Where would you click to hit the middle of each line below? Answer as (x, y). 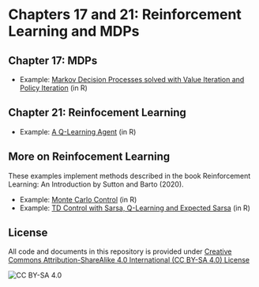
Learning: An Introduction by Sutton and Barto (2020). (96, 184)
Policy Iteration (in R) (54, 88)
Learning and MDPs (74, 31)
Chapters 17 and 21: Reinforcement (125, 15)
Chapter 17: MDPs (53, 60)
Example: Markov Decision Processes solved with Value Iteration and (132, 79)
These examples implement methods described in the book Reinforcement (129, 176)
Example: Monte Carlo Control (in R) (78, 199)
